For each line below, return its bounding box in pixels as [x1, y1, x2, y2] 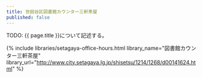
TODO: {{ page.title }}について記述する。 [6, 31, 108, 39]
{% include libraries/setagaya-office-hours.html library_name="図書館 [6, 44, 181, 52]
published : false [6, 14, 50, 20]
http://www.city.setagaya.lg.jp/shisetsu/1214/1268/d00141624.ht [36, 58, 196, 66]
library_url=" [6, 58, 37, 66]
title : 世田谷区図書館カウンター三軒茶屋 [6, 8, 98, 15]
